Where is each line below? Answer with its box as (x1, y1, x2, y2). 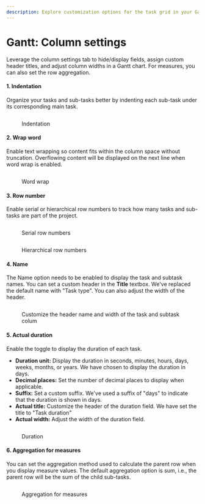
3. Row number (6, 192, 46, 199)
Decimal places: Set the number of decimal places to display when (15, 376, 184, 383)
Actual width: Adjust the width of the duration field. (15, 415, 145, 423)
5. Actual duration (6, 331, 53, 339)
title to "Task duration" (15, 408, 72, 416)
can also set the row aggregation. (6, 69, 91, 76)
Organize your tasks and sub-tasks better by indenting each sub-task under (6, 96, 197, 103)
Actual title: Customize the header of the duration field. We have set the (15, 402, 197, 410)
